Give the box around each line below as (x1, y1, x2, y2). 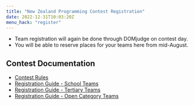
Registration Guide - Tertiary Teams (14, 86, 101, 93)
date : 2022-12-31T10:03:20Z (6, 14, 75, 20)
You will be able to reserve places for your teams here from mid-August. (14, 41, 189, 48)
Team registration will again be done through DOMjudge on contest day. (14, 36, 188, 43)
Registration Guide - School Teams (14, 80, 99, 87)
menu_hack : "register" (6, 19, 61, 25)
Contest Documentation (6, 58, 95, 68)
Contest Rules (14, 74, 49, 81)
